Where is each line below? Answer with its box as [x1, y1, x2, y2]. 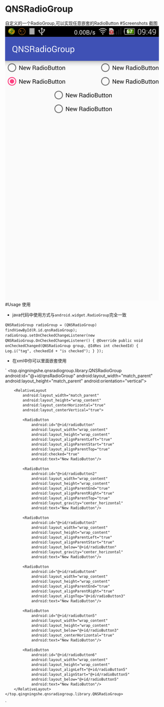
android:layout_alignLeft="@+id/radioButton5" [31, 667, 128, 672]
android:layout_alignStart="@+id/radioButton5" [31, 672, 130, 677]
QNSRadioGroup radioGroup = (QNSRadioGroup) [5, 322, 97, 328]
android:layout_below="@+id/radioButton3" [31, 628, 119, 633]
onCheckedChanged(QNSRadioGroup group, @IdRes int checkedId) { [5, 343, 139, 348]
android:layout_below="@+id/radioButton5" [31, 677, 119, 682]
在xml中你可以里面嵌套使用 [12, 357, 67, 363]
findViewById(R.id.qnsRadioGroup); [5, 328, 78, 332]
